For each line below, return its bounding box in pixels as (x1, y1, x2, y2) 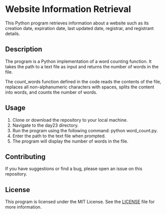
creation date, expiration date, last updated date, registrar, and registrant (5, 25, 154, 31)
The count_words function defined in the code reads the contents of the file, (5, 78, 162, 84)
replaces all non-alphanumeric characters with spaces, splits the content (5, 84, 155, 90)
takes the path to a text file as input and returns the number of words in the (5, 63, 159, 69)
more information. (5, 204, 42, 210)
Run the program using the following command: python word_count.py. (12, 127, 158, 133)
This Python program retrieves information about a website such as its (5, 20, 149, 26)
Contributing (5, 152, 46, 161)
